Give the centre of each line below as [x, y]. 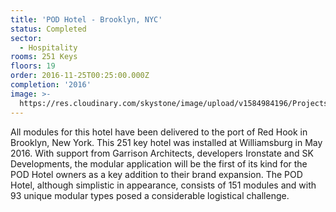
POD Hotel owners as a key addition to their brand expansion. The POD [156, 174]
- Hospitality [48, 47]
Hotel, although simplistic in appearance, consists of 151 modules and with [163, 185]
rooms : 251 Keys [44, 57]
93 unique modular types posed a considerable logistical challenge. [150, 195]
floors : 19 [33, 66]
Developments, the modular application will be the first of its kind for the [159, 163]
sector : [26, 38]
